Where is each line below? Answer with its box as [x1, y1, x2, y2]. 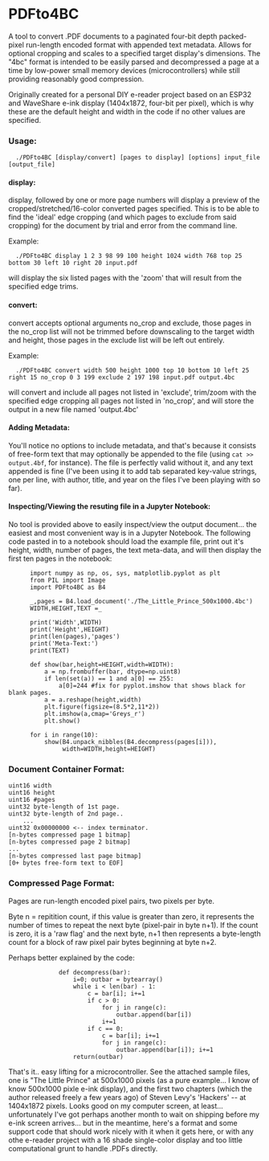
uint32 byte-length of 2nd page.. [8, 810, 124, 818]
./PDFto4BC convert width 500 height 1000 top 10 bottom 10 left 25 [15, 366, 250, 374]
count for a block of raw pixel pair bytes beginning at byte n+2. [8, 937, 217, 946]
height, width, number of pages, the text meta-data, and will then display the [8, 546, 262, 555]
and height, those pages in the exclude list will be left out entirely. [8, 335, 225, 345]
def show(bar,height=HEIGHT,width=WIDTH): [29, 660, 174, 669]
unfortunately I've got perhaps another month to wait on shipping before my [8, 1110, 259, 1119]
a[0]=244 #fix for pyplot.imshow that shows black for [59, 682, 247, 690]
